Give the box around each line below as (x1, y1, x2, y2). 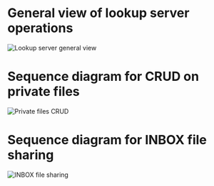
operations (7, 20, 73, 36)
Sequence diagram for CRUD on (7, 69, 200, 84)
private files (7, 84, 80, 100)
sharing (7, 147, 54, 163)
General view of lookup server (7, 5, 190, 21)
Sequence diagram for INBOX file (7, 132, 207, 148)
